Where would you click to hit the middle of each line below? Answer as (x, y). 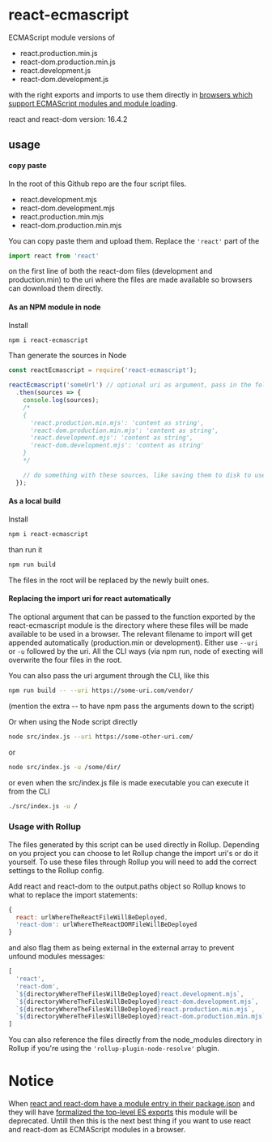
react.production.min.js (59, 53)
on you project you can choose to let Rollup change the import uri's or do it (134, 853)
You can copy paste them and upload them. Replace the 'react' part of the (134, 240)
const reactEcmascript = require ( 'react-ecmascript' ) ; (103, 370)
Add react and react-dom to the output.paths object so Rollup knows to (127, 886)
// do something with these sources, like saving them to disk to (137, 475)
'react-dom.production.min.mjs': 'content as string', (124, 430)
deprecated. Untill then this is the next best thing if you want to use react (130, 1121)
